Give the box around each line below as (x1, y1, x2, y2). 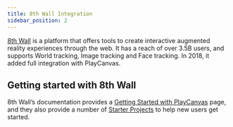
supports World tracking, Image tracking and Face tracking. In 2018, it (7, 51, 210, 60)
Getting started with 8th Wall (7, 79, 137, 91)
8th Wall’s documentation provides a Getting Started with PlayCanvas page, (7, 98, 227, 107)
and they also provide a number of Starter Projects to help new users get (7, 105, 218, 114)
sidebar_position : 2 (7, 17, 68, 24)
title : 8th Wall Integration (7, 10, 93, 18)
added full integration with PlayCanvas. (7, 59, 121, 67)
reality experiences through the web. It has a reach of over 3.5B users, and (7, 44, 225, 52)
